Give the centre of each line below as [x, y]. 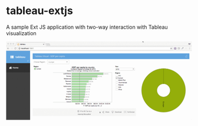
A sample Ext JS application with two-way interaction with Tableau [87, 27]
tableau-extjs [40, 11]
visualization [21, 33]
